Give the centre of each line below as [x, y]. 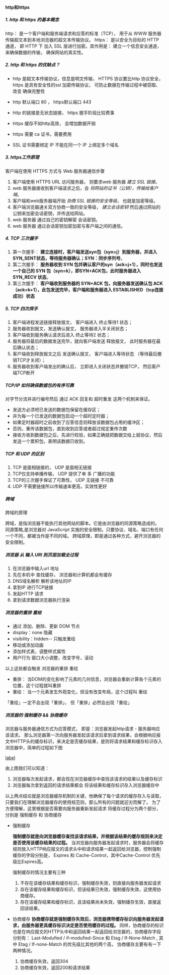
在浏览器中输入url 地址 [36, 569]
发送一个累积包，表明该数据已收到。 [50, 441]
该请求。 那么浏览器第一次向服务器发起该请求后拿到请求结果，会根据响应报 [83, 735]
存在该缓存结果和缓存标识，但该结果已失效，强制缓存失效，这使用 [88, 889]
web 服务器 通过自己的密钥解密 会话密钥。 [56, 220]
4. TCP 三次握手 [22, 238]
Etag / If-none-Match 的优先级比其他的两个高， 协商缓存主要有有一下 [90, 944]
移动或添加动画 [28, 645]
